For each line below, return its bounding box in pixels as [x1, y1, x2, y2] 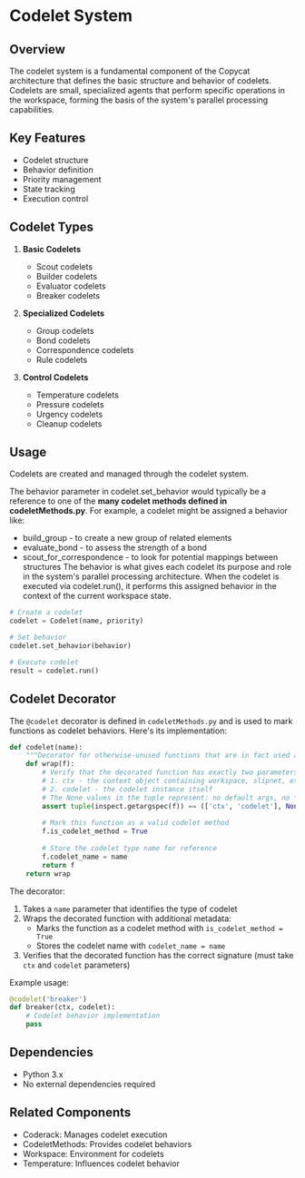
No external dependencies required [22, 1078, 156, 1089]
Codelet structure [22, 154, 89, 165]
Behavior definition [22, 164, 93, 175]
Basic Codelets [22, 243, 82, 254]
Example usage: [9, 977, 70, 987]
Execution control [22, 192, 89, 204]
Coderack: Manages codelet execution [22, 1129, 168, 1140]
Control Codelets [22, 371, 89, 382]
